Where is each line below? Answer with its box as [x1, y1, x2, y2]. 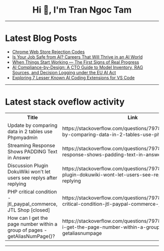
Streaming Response [7, 142, 55, 149]
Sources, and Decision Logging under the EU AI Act [12, 69, 116, 75]
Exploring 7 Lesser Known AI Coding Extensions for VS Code [12, 75, 135, 80]
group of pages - [7, 227, 47, 233]
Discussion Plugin [7, 162, 49, 169]
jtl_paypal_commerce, [7, 200, 58, 207]
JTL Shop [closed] [7, 207, 50, 213]
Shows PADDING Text [7, 148, 58, 155]
